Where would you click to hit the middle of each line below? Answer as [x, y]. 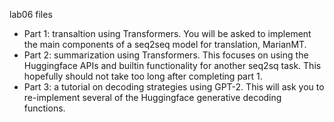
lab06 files [31, 14]
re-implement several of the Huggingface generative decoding [152, 97]
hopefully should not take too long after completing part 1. [143, 76]
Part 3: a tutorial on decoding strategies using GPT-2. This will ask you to [174, 87]
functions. [44, 108]
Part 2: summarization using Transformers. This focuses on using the [166, 55]
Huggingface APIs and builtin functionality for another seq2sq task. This [172, 65]
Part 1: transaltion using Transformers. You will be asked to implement [167, 33]
